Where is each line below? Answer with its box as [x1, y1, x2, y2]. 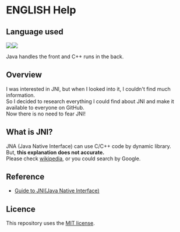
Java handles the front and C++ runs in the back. [6, 53, 124, 60]
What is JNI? [6, 127, 54, 137]
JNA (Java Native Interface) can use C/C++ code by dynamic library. [6, 142, 172, 149]
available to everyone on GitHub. [6, 104, 84, 111]
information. [6, 92, 36, 99]
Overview [6, 70, 43, 80]
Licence [6, 204, 36, 214]
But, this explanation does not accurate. [6, 149, 105, 156]
